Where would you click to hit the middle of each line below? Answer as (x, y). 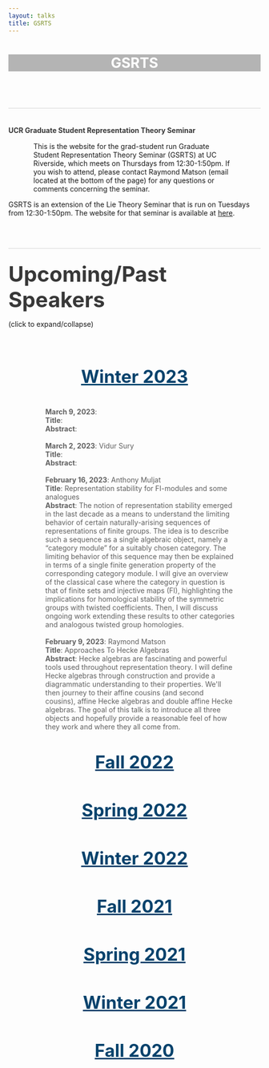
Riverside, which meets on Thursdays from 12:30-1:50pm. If (132, 163)
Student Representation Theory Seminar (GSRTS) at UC (125, 155)
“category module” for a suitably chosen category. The (136, 548)
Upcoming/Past (88, 274)
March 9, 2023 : (71, 411)
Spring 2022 (134, 810)
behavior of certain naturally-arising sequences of (128, 522)
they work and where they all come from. (113, 727)
